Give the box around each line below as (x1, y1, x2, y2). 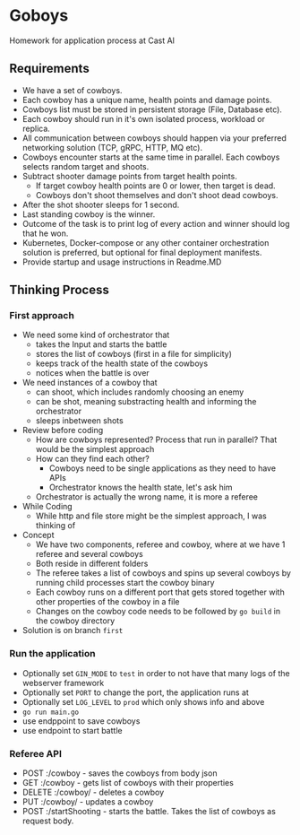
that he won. (21, 228, 69, 239)
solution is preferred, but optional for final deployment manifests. (21, 247, 262, 257)
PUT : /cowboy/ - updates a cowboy (21, 796, 154, 807)
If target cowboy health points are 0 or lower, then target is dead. (35, 180, 276, 191)
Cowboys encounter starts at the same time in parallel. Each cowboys (21, 152, 280, 162)
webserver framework (21, 677, 105, 688)
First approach (9, 309, 74, 322)
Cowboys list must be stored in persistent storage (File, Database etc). (21, 104, 282, 115)
